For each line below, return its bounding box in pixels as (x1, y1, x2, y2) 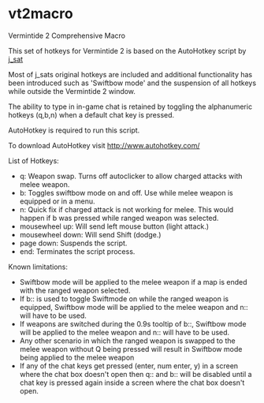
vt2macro (8, 5, 73, 23)
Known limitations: (8, 262, 69, 271)
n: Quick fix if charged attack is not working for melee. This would (19, 204, 234, 214)
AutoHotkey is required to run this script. (8, 125, 140, 135)
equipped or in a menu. (19, 196, 96, 206)
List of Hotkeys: (8, 155, 59, 166)
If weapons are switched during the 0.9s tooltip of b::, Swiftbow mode (19, 319, 247, 328)
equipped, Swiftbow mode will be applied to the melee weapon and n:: (19, 302, 248, 312)
